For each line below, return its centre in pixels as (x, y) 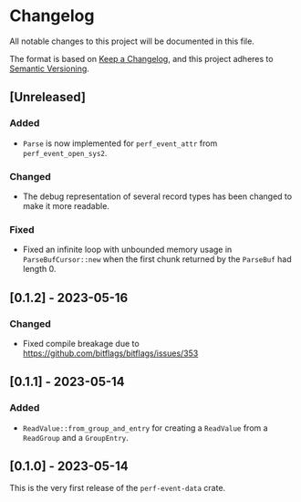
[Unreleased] (48, 97)
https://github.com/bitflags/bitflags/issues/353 (110, 353)
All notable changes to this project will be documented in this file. (132, 41)
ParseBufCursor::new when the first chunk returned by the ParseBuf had (157, 259)
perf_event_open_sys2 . (65, 152)
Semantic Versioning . (49, 68)
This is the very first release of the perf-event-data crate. (118, 488)
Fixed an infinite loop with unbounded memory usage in (127, 250)
